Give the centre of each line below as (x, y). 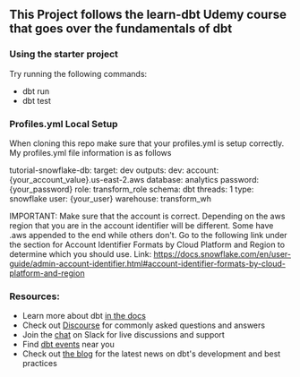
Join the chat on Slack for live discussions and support (124, 335)
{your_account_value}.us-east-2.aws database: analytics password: (134, 179)
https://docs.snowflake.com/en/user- (223, 253)
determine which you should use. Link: (81, 253)
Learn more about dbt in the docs (84, 316)
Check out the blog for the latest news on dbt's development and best (151, 354)
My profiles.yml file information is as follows (90, 152)
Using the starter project (64, 55)
